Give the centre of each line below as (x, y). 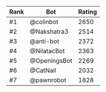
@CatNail (43, 70)
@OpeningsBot (51, 61)
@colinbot (44, 22)
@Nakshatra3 (49, 31)
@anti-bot (44, 41)
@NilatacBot (47, 51)
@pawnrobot (48, 80)
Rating (88, 12)
